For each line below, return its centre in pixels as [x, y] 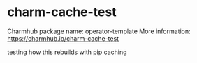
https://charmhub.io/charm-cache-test [63, 38]
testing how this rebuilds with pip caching [67, 52]
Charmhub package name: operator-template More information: [99, 31]
